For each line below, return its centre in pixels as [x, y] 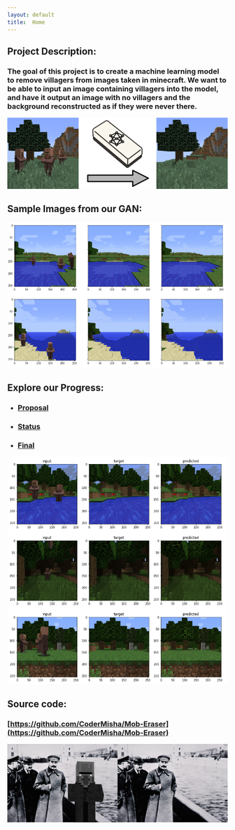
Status [29, 426]
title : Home [26, 22]
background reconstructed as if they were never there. [102, 106]
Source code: [37, 704]
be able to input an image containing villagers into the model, [113, 89]
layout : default [31, 15]
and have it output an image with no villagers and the [99, 97]
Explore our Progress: [56, 387]
